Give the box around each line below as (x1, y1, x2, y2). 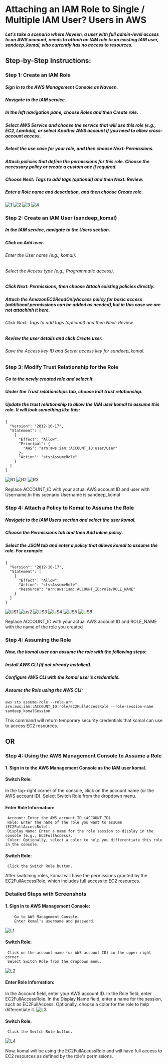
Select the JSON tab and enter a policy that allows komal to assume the (5, 542, 158, 548)
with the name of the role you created (5, 623, 83, 630)
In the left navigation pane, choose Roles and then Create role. (5, 109, 139, 115)
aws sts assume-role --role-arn (5, 699, 73, 704)
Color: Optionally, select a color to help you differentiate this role (7, 837, 163, 843)
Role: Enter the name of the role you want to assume (7, 820, 122, 825)
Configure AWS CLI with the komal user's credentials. (5, 674, 120, 680)
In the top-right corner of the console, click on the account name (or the (5, 788, 154, 794)
